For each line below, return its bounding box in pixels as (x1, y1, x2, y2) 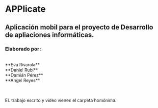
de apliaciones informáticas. (5, 30, 94, 39)
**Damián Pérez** (5, 72, 43, 78)
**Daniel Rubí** (5, 67, 38, 73)
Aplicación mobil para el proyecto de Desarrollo (5, 23, 154, 31)
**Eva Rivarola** (5, 61, 40, 67)
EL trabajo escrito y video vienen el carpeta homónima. (5, 97, 117, 103)
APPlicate (5, 3, 46, 15)
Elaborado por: (5, 45, 41, 52)
